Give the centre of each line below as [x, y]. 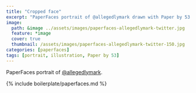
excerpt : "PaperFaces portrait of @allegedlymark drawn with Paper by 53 [98, 17]
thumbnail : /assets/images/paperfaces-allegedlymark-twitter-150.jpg [98, 45]
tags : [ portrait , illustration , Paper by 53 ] [62, 55]
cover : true [26, 39]
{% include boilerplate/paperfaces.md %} [57, 84]
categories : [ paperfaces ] [38, 50]
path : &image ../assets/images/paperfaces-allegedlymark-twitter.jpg [98, 28]
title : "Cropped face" [34, 11]
